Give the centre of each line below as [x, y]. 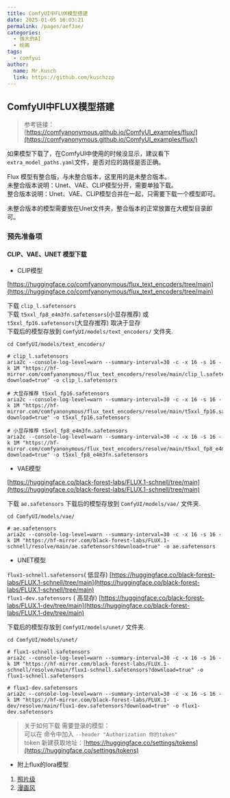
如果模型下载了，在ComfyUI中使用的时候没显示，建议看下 [89, 154]
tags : [15, 52]
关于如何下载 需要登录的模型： [67, 726]
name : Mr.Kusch [35, 71]
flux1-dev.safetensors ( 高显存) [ [54, 598]
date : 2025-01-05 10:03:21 [46, 20]
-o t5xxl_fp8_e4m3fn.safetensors [101, 455]
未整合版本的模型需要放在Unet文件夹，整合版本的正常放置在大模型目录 [107, 208]
